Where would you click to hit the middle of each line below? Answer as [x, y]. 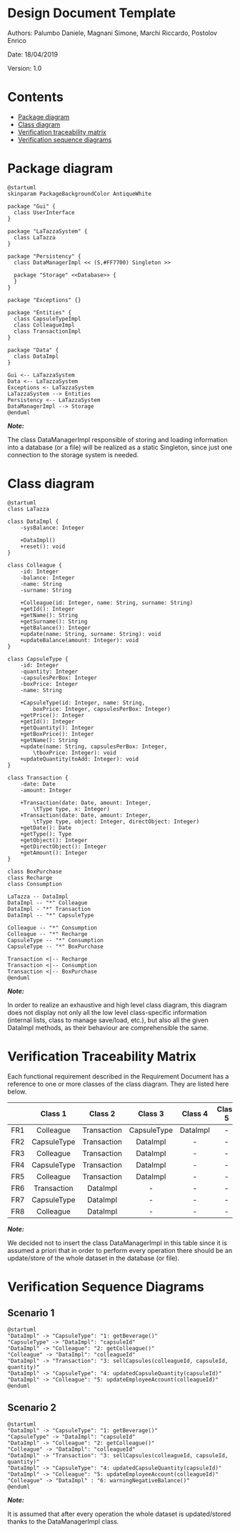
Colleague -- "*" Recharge [47, 934]
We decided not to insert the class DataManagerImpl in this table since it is [117, 1243]
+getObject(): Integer [54, 840]
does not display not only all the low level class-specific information [107, 1012]
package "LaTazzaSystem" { [47, 231]
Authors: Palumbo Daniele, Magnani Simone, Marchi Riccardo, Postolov [112, 33]
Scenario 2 [32, 1408]
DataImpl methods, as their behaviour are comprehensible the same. [108, 1027]
